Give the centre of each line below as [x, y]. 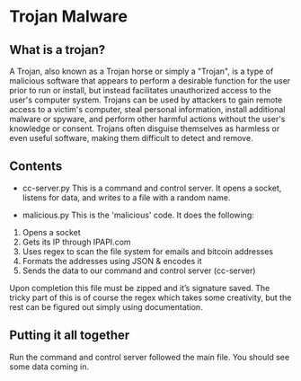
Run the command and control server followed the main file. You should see [150, 357]
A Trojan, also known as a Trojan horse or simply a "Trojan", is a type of [142, 71]
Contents [36, 167]
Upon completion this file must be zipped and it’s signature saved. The [140, 288]
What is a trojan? [58, 50]
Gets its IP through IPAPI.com [77, 242]
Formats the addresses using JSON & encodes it [112, 261]
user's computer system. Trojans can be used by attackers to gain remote [146, 100]
